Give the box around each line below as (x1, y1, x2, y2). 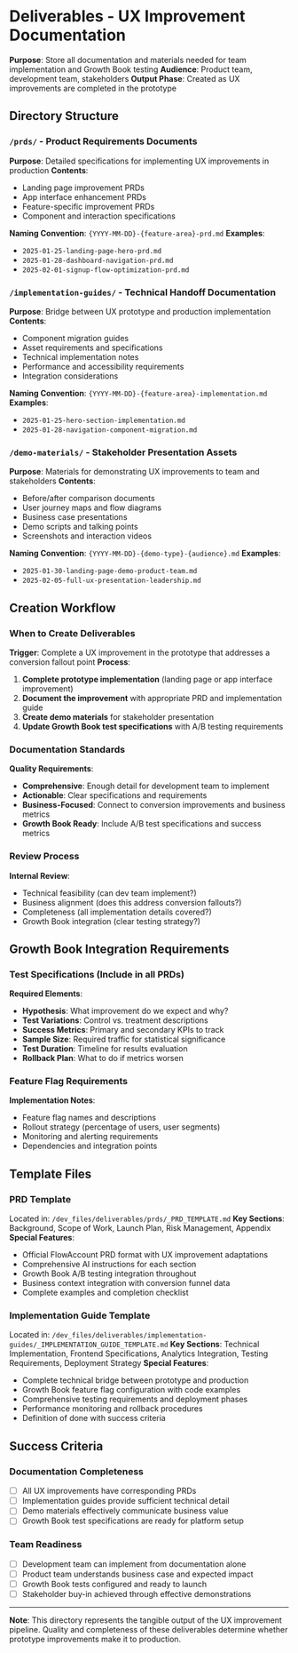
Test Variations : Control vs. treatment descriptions (21, 1015, 208, 1026)
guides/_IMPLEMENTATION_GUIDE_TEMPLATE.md (9, 1340, 169, 1350)
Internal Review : (9, 870, 71, 881)
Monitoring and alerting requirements (21, 1131, 159, 1142)
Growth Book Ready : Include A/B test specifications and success (21, 819, 262, 829)
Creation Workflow (9, 600, 116, 615)
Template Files (9, 1166, 92, 1181)
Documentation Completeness (9, 1465, 144, 1477)
